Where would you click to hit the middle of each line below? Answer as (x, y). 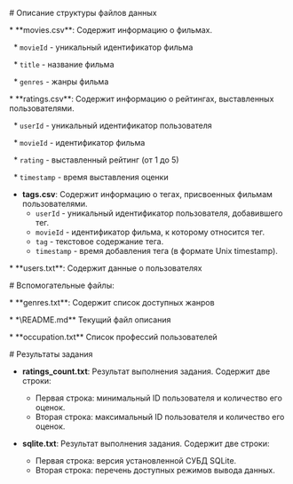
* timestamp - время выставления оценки (91, 177)
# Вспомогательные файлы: (62, 285)
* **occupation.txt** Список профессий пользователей (113, 337)
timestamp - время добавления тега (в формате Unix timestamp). (156, 251)
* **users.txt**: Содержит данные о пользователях (106, 268)
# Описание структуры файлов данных (83, 13)
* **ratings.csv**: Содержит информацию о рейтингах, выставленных (142, 99)
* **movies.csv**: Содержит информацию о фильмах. (111, 30)
